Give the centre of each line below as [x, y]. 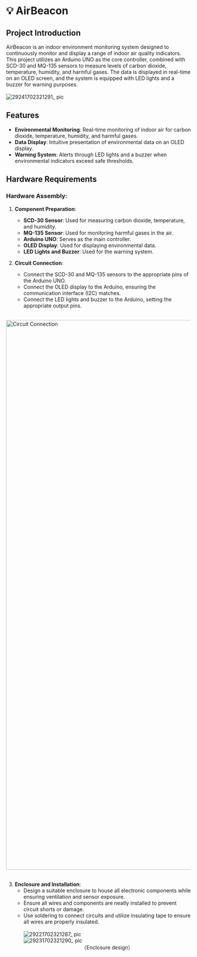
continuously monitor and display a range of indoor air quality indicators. [94, 53]
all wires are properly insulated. [61, 922]
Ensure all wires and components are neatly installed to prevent [100, 903]
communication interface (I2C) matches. [72, 293]
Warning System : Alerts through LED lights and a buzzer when [91, 155]
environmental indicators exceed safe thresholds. [74, 160]
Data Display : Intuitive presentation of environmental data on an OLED [99, 142]
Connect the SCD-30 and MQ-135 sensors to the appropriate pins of [106, 274]
